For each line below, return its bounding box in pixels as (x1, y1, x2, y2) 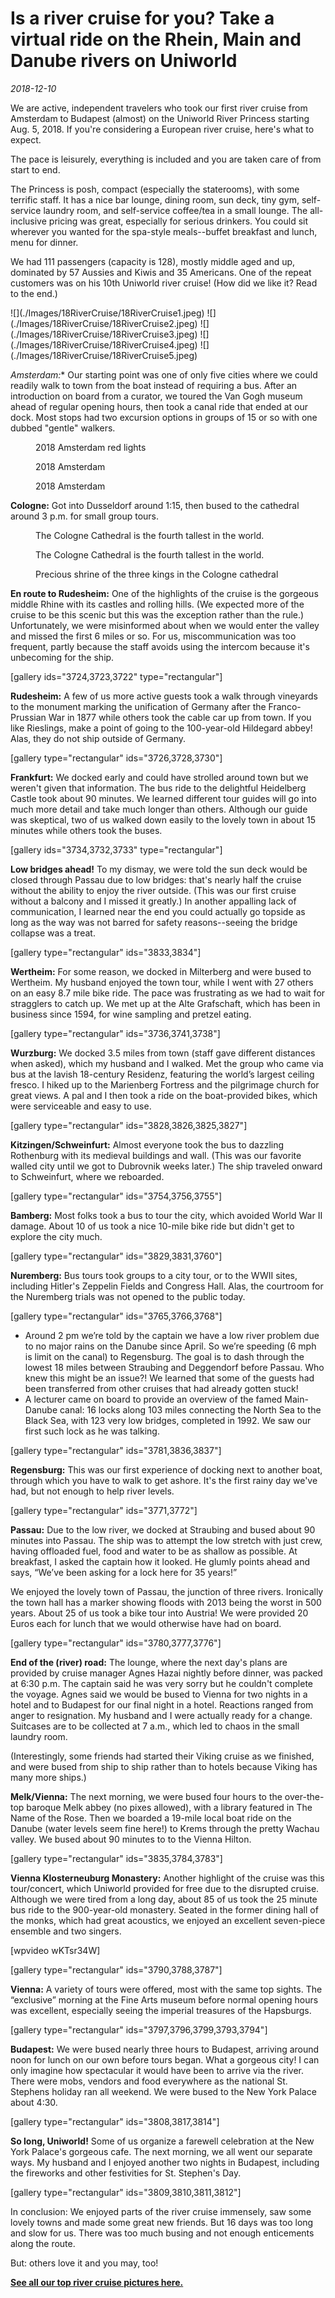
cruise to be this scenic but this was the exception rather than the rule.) (10, 608, 305, 621)
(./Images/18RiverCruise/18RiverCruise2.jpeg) (10, 317, 198, 329)
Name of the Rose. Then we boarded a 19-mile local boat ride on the (10, 1812, 292, 1824)
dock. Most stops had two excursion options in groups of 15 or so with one (10, 411, 318, 423)
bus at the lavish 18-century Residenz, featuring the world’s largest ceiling (10, 1068, 315, 1080)
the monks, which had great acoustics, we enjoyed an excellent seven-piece (10, 1914, 326, 1926)
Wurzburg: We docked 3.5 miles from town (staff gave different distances (10, 1047, 316, 1059)
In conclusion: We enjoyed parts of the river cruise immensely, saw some (10, 2205, 312, 2217)
